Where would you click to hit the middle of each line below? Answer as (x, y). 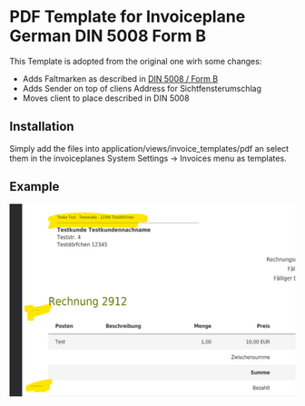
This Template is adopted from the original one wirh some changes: (136, 61)
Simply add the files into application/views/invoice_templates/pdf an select (149, 148)
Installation (42, 127)
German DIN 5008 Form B (108, 36)
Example (34, 187)
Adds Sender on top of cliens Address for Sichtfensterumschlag (142, 88)
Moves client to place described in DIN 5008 (106, 98)
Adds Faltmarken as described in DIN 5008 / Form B (120, 78)
